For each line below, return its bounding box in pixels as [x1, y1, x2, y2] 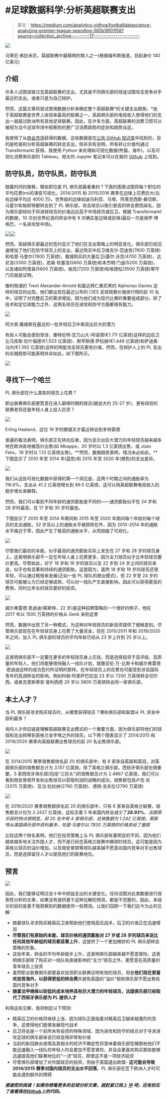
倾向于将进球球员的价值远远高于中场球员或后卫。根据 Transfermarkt [22, 209, 162, 215]
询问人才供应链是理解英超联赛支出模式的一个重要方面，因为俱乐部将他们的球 [5, 726, 162, 732]
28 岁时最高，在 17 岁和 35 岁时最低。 [5, 505, 83, 511]
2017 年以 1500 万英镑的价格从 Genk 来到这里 [5, 611, 98, 617]
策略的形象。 [12, 945, 39, 951]
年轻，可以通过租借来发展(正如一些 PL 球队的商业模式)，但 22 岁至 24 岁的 [5, 573, 158, 579]
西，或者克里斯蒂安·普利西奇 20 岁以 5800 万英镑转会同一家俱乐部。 [5, 679, 145, 685]
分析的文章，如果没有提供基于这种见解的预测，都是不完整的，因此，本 [13, 897, 158, 902]
